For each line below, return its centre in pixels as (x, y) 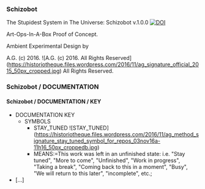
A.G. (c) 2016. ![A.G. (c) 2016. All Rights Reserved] (69, 58)
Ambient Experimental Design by (47, 46)
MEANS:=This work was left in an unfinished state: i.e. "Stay (109, 154)
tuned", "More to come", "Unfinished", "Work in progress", (107, 160)
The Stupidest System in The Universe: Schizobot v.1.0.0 (77, 23)
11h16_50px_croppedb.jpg (65, 147)
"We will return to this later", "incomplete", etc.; (93, 174)
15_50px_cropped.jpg (33, 71)
